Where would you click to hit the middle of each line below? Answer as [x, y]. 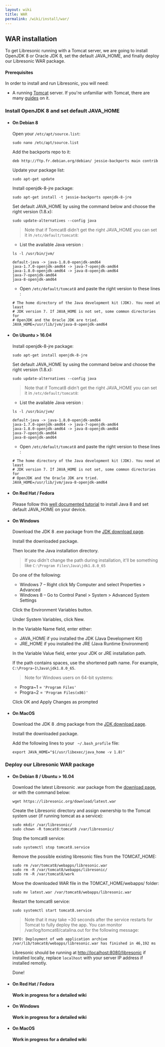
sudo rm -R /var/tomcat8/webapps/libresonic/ [60, 870]
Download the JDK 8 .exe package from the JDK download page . [78, 532]
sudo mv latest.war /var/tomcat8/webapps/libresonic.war [72, 892]
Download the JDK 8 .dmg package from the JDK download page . [79, 724]
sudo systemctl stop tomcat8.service [51, 847]
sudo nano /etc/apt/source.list [45, 143]
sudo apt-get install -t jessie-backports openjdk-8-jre [72, 197]
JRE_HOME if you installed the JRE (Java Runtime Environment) [84, 644]
